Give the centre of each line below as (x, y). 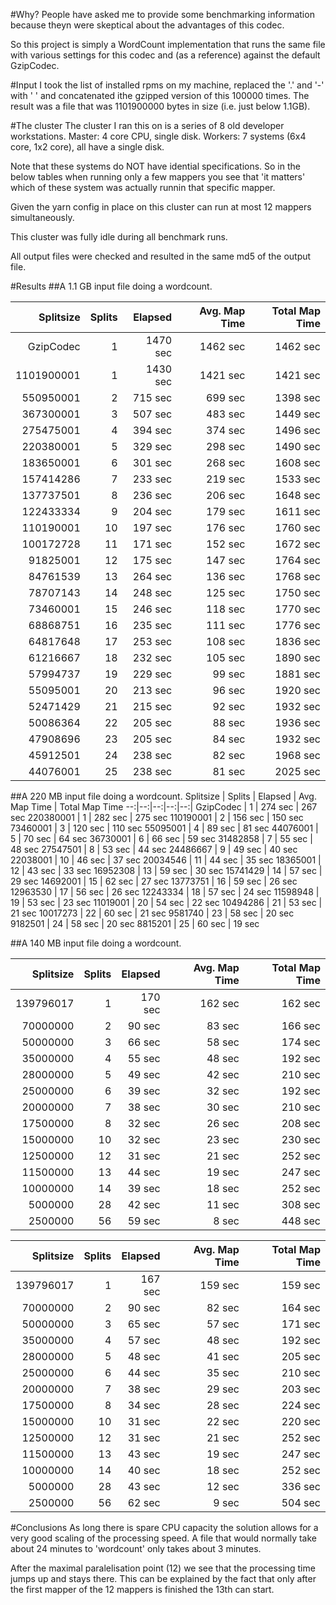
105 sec (226, 657)
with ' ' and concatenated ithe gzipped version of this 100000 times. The (160, 95)
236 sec (152, 495)
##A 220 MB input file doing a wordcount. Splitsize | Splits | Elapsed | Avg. (163, 796)
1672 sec (297, 544)
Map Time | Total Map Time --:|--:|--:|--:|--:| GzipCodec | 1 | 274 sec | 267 (164, 807)
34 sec (144, 1405)
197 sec (152, 527)
